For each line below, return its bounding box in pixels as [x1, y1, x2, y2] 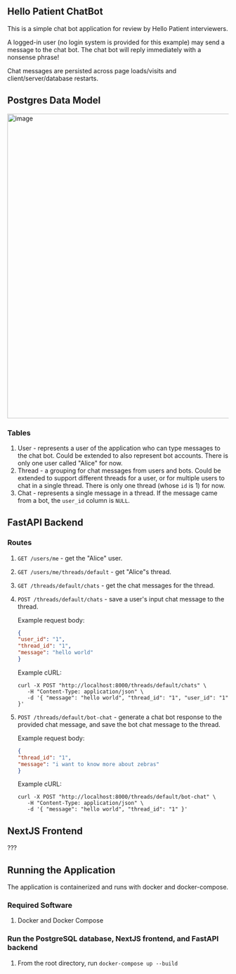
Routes [7, 538, 32, 548]
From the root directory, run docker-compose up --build [17, 959, 178, 967]
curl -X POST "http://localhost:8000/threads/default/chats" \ [17, 682, 207, 689]
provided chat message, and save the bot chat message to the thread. [17, 720, 221, 728]
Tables [7, 427, 31, 437]
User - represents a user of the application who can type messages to [17, 444, 221, 452]
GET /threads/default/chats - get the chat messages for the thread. [17, 581, 216, 589]
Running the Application [7, 864, 116, 876]
